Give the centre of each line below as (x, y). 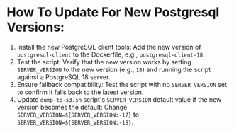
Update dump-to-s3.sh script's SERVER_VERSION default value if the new (119, 99)
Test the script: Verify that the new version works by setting (104, 62)
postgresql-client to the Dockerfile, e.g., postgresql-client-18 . (111, 54)
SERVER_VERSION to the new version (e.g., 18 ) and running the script (114, 69)
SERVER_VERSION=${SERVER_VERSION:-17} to (78, 115)
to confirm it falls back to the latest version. (80, 92)
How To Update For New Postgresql (113, 12)
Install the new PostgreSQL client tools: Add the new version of (109, 47)
